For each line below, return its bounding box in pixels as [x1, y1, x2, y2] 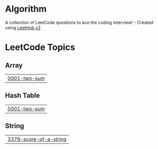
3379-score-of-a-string [7, 135, 67, 142]
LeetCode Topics [5, 42, 76, 53]
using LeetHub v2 [5, 24, 41, 30]
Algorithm [5, 3, 47, 15]
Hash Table [5, 92, 40, 100]
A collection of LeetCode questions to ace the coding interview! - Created [5, 19, 154, 25]
